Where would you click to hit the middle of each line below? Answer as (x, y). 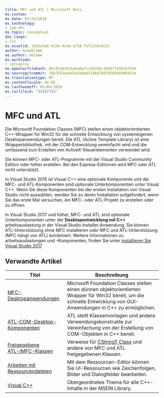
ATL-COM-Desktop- (32, 322)
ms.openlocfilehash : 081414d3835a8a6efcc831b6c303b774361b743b (71, 69)
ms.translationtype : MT (29, 78)
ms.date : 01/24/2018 (26, 19)
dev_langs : (16, 37)
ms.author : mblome (24, 55)
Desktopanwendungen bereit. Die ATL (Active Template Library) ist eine (77, 139)
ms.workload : (18, 60)
